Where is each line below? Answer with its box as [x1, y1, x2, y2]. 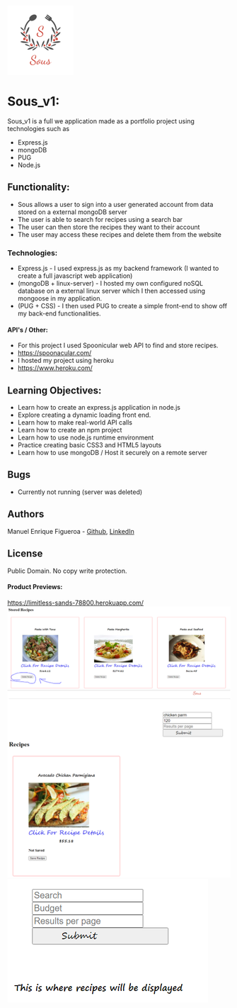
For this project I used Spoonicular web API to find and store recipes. [17, 341, 219, 349]
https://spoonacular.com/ [17, 349, 92, 357]
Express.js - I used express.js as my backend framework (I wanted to [17, 264, 219, 273]
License [7, 548, 43, 560]
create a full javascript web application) [17, 271, 133, 280]
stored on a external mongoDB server [17, 208, 127, 216]
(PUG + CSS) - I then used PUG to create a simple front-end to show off [17, 302, 228, 310]
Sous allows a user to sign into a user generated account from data [17, 200, 214, 208]
